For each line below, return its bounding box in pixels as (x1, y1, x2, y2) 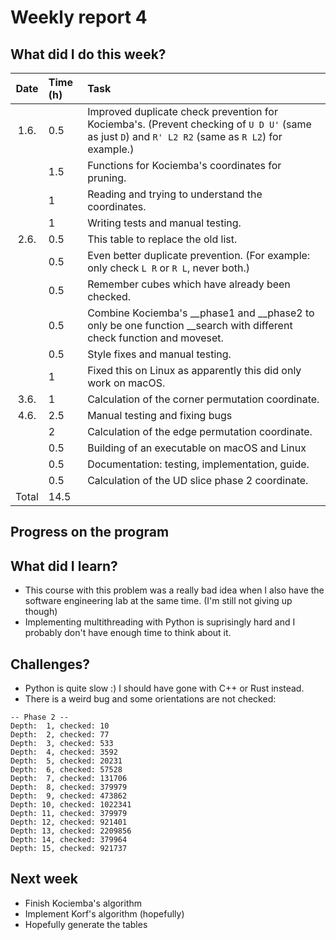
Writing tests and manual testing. (87, 216, 242, 230)
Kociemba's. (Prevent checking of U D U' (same (87, 117, 312, 131)
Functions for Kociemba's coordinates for (87, 159, 282, 172)
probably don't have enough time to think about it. (24, 627, 232, 639)
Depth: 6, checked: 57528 (10, 765, 123, 775)
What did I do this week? (10, 46, 167, 63)
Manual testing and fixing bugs (87, 409, 233, 422)
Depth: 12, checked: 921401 (10, 817, 128, 828)
